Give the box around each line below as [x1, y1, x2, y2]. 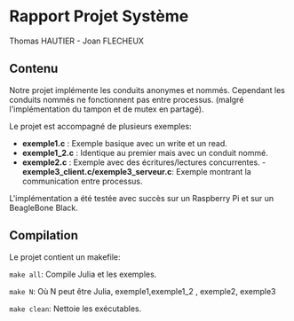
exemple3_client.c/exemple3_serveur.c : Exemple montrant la [21, 166, 251, 176]
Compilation [9, 228, 78, 243]
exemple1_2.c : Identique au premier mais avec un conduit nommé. [21, 147, 268, 158]
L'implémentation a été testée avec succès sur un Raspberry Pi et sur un [9, 192, 274, 203]
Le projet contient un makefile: [9, 251, 121, 262]
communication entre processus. [21, 176, 144, 186]
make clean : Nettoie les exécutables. [9, 303, 142, 314]
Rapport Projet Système [9, 6, 189, 27]
